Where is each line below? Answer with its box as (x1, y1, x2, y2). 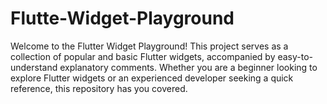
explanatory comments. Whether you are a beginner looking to (59, 61, 318, 73)
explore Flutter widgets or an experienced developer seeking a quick (10, 72, 294, 84)
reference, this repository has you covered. (10, 82, 188, 94)
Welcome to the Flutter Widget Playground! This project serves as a (10, 40, 289, 52)
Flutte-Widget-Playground (10, 7, 235, 30)
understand (10, 61, 58, 73)
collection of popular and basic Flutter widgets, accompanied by (10, 50, 276, 62)
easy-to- (277, 50, 314, 62)
